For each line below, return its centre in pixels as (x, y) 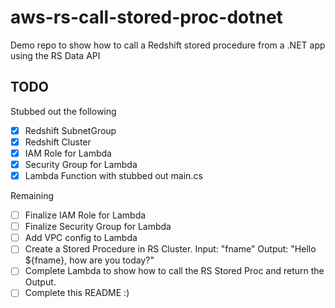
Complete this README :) (77, 293)
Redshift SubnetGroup (70, 130)
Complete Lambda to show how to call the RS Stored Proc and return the (174, 271)
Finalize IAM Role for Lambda (85, 215)
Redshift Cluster (58, 142)
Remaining (32, 196)
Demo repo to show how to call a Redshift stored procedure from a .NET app (168, 45)
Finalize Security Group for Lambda (98, 227)
